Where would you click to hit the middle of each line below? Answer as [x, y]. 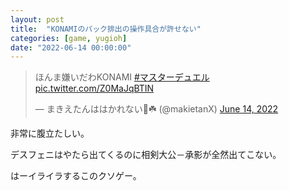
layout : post [37, 19]
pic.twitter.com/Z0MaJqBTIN [94, 88]
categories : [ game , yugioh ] [69, 38]
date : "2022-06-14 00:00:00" [71, 47]
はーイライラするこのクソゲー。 [76, 176]
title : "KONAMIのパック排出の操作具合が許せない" [106, 29]
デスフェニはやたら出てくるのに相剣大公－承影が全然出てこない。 [146, 155]
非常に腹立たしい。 [50, 133]
